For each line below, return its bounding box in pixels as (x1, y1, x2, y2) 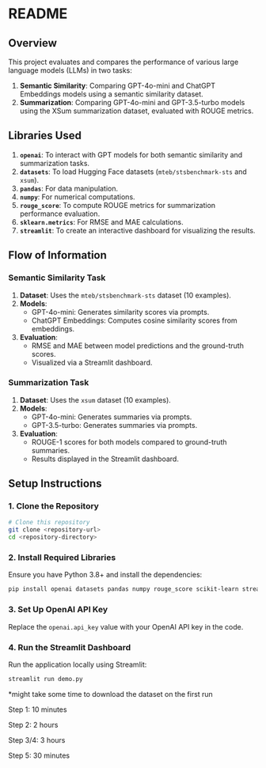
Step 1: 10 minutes (8, 705, 67, 714)
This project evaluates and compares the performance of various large (8, 57, 239, 66)
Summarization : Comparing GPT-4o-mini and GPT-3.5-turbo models (19, 98, 245, 107)
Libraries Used (8, 129, 82, 142)
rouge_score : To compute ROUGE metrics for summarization (19, 200, 216, 210)
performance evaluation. (19, 209, 101, 218)
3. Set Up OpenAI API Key (8, 604, 108, 615)
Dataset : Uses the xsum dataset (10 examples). (19, 395, 172, 404)
